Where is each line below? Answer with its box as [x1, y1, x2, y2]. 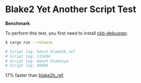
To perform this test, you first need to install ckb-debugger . [5, 30, 128, 36]
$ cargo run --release [5, 39, 53, 45]
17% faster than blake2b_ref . [5, 72, 64, 78]
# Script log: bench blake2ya [5, 58, 69, 64]
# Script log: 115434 [5, 54, 51, 59]
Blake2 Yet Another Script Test [5, 4, 136, 15]
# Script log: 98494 [5, 63, 49, 68]
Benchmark [5, 20, 30, 26]
